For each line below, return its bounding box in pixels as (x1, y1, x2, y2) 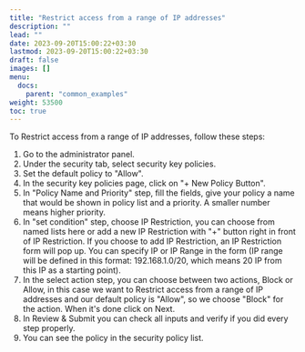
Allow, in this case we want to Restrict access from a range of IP (22, 284, 264, 296)
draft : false (9, 55, 59, 65)
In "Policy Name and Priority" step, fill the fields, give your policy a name (22, 187, 296, 198)
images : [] (9, 65, 51, 74)
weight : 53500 (9, 97, 64, 107)
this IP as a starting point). (22, 265, 121, 276)
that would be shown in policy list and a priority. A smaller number (22, 197, 270, 208)
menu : (9, 73, 30, 82)
